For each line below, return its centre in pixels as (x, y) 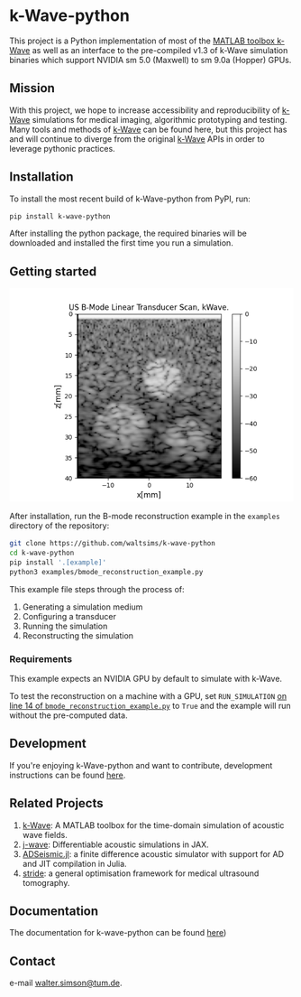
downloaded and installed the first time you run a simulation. (122, 243)
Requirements (41, 658)
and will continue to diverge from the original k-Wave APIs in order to (137, 139)
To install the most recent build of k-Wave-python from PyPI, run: (130, 199)
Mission (32, 88)
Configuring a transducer (69, 616)
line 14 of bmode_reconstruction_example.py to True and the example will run (150, 706)
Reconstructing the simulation (78, 635)
